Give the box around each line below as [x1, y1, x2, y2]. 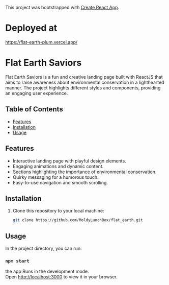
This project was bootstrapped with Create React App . [5, 5, 120, 10]
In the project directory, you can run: [5, 245, 82, 251]
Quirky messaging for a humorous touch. [12, 174, 99, 180]
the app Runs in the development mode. [5, 268, 89, 275]
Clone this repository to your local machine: [12, 208, 104, 214]
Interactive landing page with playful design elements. [12, 158, 126, 164]
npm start [5, 258, 30, 264]
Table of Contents [5, 105, 64, 114]
